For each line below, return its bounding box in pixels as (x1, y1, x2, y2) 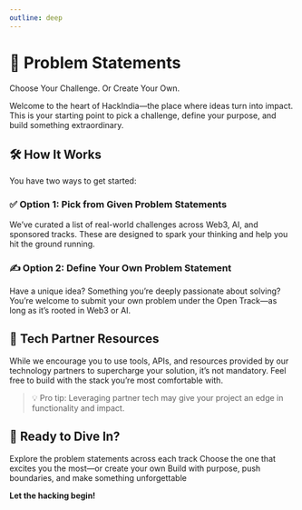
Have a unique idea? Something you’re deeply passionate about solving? (9, 285, 281, 296)
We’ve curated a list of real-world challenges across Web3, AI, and (9, 219, 258, 230)
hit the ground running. (9, 238, 95, 249)
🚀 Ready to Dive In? (9, 429, 121, 445)
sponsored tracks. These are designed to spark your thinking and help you (9, 228, 288, 239)
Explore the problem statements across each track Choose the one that (9, 453, 277, 464)
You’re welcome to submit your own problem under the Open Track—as (9, 295, 278, 305)
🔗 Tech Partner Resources (9, 331, 160, 346)
